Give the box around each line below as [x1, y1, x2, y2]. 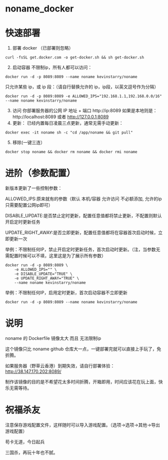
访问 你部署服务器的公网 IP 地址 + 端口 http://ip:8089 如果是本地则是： [12, 108, 157, 114]
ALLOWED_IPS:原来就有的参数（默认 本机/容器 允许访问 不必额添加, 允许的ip [5, 196, 162, 202]
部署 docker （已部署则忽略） [12, 45, 73, 51]
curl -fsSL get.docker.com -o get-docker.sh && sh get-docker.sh [5, 55, 144, 60]
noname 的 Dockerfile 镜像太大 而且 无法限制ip [5, 335, 101, 341]
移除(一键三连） [12, 140, 45, 146]
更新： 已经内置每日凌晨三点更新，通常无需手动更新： [12, 120, 123, 126]
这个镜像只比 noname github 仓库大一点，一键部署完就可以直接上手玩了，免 [5, 346, 161, 352]
